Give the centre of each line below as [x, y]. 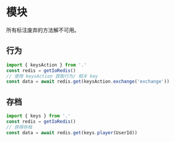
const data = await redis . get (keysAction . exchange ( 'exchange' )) [88, 81]
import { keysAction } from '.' [46, 65]
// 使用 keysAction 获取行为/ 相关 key [52, 76]
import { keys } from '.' [38, 116]
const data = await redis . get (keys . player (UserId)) [72, 132]
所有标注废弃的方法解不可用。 [43, 30]
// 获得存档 [19, 127]
